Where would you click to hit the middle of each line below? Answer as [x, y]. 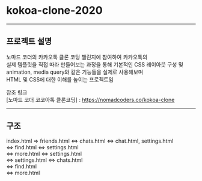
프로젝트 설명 [29, 42]
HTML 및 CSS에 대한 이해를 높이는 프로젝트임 [60, 79]
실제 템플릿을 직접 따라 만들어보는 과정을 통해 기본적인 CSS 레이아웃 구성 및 [95, 64]
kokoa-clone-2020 [55, 10]
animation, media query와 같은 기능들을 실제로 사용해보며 [75, 72]
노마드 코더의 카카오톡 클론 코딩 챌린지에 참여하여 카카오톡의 [77, 57]
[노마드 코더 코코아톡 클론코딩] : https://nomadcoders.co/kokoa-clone [90, 99]
